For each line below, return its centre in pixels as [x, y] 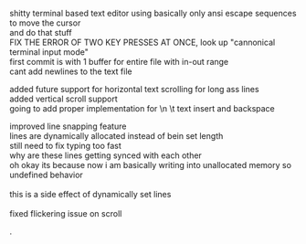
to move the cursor [45, 23]
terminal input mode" [49, 52]
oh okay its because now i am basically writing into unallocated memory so [151, 165]
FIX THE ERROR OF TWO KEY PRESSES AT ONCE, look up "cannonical [142, 42]
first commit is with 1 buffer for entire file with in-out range [119, 62]
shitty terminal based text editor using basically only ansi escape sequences [153, 13]
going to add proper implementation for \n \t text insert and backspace [142, 108]
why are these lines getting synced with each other [106, 155]
